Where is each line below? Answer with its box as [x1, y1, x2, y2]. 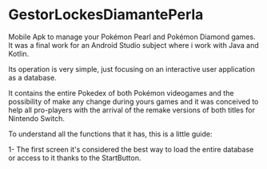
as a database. [8, 73, 58, 82]
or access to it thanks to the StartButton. [8, 153, 141, 163]
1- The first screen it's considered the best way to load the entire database [8, 144, 254, 154]
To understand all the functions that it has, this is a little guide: [8, 129, 213, 139]
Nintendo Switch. [8, 113, 66, 123]
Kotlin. [8, 49, 30, 58]
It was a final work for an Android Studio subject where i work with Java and [8, 40, 260, 49]
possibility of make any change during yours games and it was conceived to [8, 96, 259, 106]
